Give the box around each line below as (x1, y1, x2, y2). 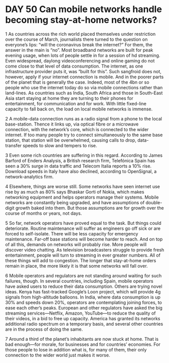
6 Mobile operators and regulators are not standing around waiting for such (5, 272, 162, 278)
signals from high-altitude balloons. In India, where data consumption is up (5, 294, 160, 300)
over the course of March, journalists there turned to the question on (5, 36, 148, 42)
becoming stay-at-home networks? (5, 14, 157, 26)
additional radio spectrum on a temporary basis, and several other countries (5, 321, 163, 327)
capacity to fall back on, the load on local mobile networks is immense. (5, 106, 153, 112)
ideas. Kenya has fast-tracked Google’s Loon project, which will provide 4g (5, 288, 161, 294)
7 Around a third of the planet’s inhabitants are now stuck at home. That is (5, 336, 159, 342)
